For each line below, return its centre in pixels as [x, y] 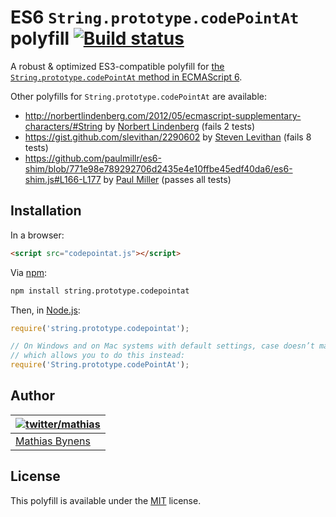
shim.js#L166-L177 [63, 179]
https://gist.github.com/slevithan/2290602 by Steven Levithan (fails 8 [168, 137]
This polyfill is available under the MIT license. [106, 500]
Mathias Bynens [53, 441]
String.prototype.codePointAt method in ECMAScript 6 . [126, 77]
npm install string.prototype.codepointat [100, 291]
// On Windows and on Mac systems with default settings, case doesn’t [162, 346]
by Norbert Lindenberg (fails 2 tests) [180, 126]
